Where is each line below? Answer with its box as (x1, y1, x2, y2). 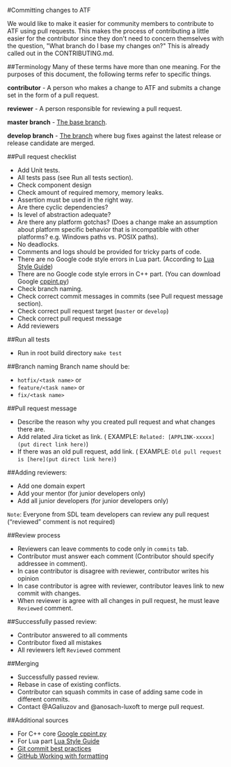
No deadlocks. (17, 240, 59, 248)
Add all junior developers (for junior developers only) (17, 497, 169, 505)
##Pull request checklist (7, 153, 77, 161)
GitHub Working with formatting (17, 752, 109, 760)
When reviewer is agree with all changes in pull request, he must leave (17, 597, 220, 604)
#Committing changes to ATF (7, 6, 91, 14)
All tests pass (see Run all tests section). (17, 174, 134, 181)
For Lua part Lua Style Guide (17, 737, 99, 745)
